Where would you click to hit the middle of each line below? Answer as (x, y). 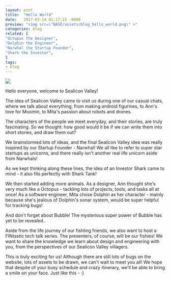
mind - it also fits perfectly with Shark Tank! (51, 174)
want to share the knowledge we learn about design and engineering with (82, 241)
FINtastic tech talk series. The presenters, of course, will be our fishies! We (84, 236)
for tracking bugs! (24, 206)
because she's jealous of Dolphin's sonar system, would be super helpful (82, 200)
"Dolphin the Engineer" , (32, 43)
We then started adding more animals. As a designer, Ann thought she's (81, 184)
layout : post (19, 10)
